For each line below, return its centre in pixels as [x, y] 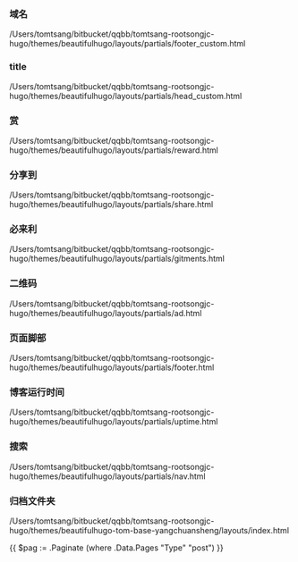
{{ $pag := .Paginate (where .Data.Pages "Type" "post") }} [116, 548]
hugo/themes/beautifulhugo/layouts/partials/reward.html [114, 150]
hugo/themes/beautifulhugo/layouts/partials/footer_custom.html [128, 44]
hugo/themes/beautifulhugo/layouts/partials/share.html [111, 205]
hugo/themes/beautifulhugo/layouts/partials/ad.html [106, 313]
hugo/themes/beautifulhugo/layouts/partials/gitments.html [117, 259]
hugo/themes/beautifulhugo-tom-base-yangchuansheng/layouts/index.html [149, 530]
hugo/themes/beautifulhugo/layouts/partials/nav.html [107, 476]
